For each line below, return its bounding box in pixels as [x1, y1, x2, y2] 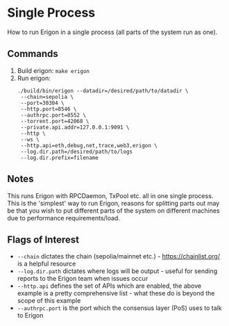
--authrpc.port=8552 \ [20, 111, 87, 119]
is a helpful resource [17, 259, 76, 268]
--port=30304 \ [20, 99, 65, 106]
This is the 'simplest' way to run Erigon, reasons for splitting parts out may [7, 199, 220, 207]
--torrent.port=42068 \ [20, 117, 90, 124]
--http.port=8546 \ [20, 106, 77, 113]
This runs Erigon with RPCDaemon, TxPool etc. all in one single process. [7, 191, 214, 199]
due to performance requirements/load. [7, 213, 120, 222]
